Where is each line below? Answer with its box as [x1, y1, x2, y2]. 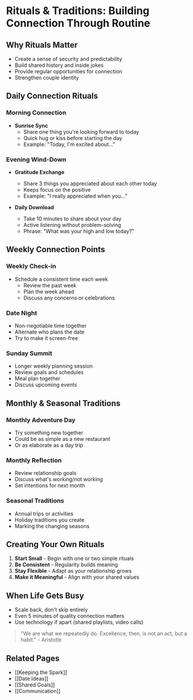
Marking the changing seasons [14, 522, 90, 529]
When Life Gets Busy [6, 590, 84, 600]
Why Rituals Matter [6, 40, 78, 50]
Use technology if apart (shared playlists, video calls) [14, 619, 144, 626]
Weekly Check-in [6, 262, 56, 270]
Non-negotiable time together [14, 322, 87, 329]
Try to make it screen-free [14, 334, 78, 341]
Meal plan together [14, 375, 60, 382]
